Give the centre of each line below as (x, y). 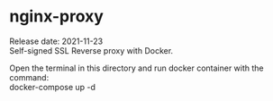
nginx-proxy (56, 17)
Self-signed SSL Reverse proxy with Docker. (91, 50)
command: (29, 77)
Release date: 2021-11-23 (56, 41)
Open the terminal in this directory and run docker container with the (136, 68)
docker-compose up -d (53, 87)
